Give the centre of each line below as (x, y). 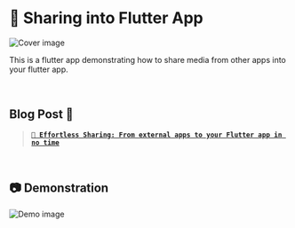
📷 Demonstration (59, 189)
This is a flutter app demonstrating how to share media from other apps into (147, 59)
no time (45, 142)
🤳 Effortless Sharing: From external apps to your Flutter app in (156, 135)
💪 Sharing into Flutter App (107, 18)
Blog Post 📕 (41, 114)
